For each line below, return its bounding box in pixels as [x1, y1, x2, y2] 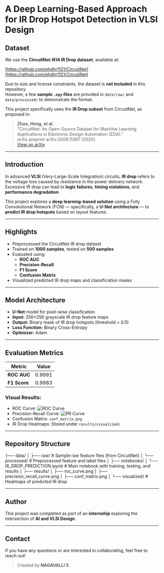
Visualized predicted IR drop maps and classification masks [12, 277, 132, 283]
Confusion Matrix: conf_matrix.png [12, 416, 82, 422]
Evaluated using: [12, 251, 46, 257]
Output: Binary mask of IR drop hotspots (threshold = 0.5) [12, 320, 129, 325]
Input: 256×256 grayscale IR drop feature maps [12, 314, 109, 320]
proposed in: [5, 111, 31, 117]
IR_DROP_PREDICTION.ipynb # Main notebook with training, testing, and [5, 463, 151, 469]
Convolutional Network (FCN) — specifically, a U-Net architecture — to [5, 203, 149, 209]
